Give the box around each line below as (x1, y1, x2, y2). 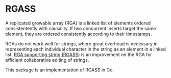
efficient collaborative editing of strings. (5, 57, 89, 63)
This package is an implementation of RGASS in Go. (5, 67, 114, 73)
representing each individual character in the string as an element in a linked (5, 46, 166, 52)
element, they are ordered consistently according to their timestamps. (5, 31, 152, 37)
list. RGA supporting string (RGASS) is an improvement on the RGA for (5, 51, 152, 58)
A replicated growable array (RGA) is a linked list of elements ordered (5, 20, 151, 26)
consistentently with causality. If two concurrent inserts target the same (5, 25, 157, 31)
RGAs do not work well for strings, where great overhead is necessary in (5, 40, 158, 46)
